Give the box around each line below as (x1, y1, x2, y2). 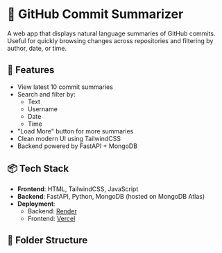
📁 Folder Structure (7, 234, 88, 246)
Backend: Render (27, 206, 78, 215)
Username (27, 104, 58, 113)
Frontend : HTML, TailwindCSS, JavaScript (17, 184, 139, 193)
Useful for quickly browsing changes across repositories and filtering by (7, 36, 214, 44)
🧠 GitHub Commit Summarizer (7, 6, 184, 22)
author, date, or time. (7, 44, 67, 52)
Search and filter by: (17, 90, 76, 98)
